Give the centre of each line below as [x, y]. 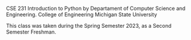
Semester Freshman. [31, 32]
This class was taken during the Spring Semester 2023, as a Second [89, 26]
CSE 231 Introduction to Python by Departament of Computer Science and [96, 8]
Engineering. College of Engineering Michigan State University [82, 14]
